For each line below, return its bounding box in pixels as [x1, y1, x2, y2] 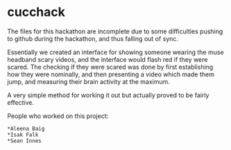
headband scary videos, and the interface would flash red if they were [7, 55, 208, 63]
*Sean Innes [7, 137, 42, 144]
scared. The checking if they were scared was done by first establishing [7, 62, 214, 71]
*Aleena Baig [7, 125, 45, 132]
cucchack [7, 4, 66, 20]
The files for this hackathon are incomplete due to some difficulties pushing [7, 27, 223, 35]
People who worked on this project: [7, 112, 109, 120]
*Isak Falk [7, 131, 39, 138]
